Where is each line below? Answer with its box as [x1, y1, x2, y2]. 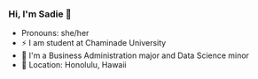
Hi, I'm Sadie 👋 [8, 8, 72, 20]
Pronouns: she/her [20, 28, 90, 39]
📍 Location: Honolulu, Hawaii [20, 60, 127, 70]
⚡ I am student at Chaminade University [20, 38, 167, 48]
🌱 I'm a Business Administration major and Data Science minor [20, 50, 250, 61]
